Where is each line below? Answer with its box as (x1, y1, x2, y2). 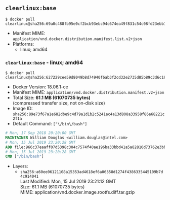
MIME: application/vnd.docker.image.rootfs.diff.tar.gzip (20, 189, 135, 195)
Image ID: (12, 106, 33, 112)
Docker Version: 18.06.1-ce (12, 84, 68, 90)
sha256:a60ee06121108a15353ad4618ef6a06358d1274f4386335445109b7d (20, 170, 163, 175)
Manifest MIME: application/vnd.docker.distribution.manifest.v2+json (12, 89, 164, 95)
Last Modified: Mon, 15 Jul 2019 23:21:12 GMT (20, 178, 116, 185)
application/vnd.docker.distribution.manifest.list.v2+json (12, 36, 142, 42)
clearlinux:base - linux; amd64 (5, 59, 83, 66)
